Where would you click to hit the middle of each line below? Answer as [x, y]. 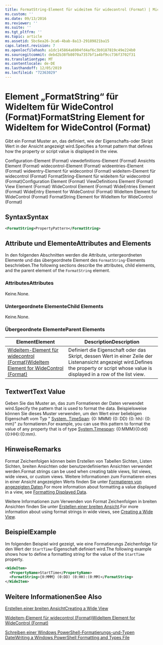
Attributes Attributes [29, 283]
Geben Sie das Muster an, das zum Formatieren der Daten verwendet [74, 403]
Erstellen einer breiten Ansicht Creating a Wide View [57, 608]
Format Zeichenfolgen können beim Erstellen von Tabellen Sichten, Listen [78, 461]
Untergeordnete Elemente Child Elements [54, 306]
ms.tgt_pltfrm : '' [24, 32]
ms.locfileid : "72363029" [31, 73]
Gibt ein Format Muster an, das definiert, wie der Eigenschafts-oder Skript [79, 141]
